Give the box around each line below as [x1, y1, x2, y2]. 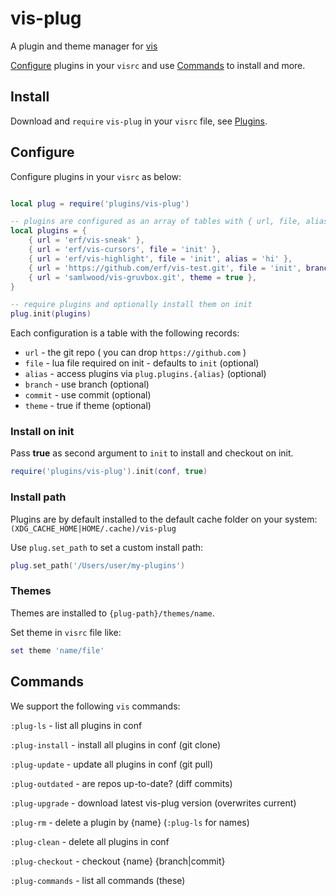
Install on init [10, 425, 75, 439]
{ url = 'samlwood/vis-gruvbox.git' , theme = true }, [28, 272, 257, 282]
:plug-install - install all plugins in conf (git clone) [10, 738, 222, 751]
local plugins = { [10, 226, 87, 236]
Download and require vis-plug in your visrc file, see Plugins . [10, 115, 268, 127]
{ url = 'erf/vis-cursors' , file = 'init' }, [28, 245, 222, 255]
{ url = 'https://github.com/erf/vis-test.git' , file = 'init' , [28, 263, 302, 273]
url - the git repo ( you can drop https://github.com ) [24, 347, 247, 359]
